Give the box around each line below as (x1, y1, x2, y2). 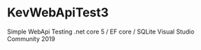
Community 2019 (7, 34, 56, 42)
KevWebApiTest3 (7, 5, 109, 21)
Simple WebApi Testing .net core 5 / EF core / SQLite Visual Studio (7, 27, 195, 36)
